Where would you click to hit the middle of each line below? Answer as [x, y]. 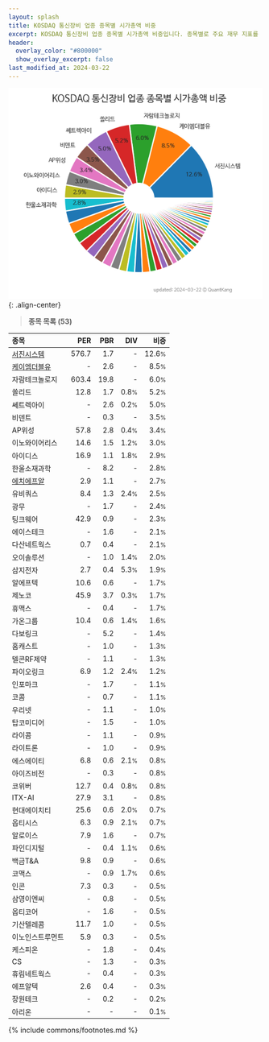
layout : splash [34, 17]
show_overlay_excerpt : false [64, 60]
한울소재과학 [31, 468]
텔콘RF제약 [29, 659]
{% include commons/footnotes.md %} [73, 1030]
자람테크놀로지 [35, 379]
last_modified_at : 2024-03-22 [59, 68]
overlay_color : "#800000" [59, 51]
